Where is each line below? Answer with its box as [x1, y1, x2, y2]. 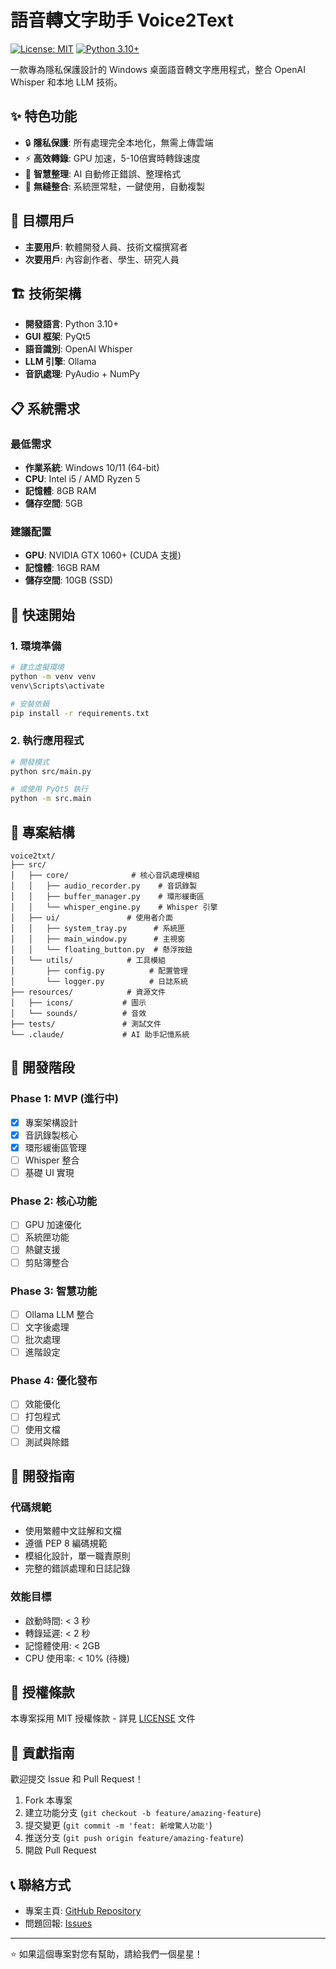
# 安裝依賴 [10, 699, 50, 709]
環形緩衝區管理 [24, 1141, 87, 1153]
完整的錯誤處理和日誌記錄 [24, 1562, 131, 1575]
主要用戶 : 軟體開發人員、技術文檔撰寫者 [24, 241, 188, 253]
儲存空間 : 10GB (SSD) [24, 574, 114, 586]
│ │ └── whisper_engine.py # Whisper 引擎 [10, 902, 218, 913]
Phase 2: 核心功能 [10, 1194, 98, 1208]
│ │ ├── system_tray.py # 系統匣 [10, 924, 186, 934]
